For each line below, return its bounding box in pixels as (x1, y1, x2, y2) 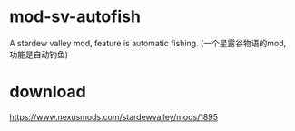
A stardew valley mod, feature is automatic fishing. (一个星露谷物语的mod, (9, 37, 287, 48)
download (9, 82, 86, 102)
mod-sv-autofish (9, 6, 141, 27)
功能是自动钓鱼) (9, 48, 69, 60)
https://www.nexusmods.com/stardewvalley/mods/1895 (9, 111, 219, 122)
